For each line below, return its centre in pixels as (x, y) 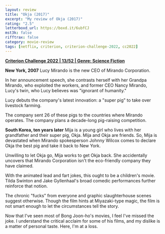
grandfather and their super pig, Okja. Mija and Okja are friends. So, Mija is (81, 135)
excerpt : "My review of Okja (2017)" (44, 19)
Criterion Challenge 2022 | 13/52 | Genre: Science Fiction (65, 60)
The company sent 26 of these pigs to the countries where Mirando (74, 115)
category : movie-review (30, 42)
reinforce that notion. (26, 186)
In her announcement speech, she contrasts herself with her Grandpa (76, 80)
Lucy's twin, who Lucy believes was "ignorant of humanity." (66, 90)
